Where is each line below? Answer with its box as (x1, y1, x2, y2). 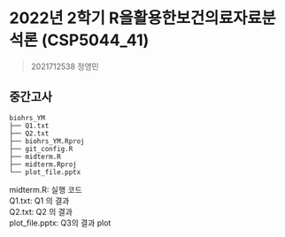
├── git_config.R (9, 144, 73, 153)
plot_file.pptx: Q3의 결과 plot (9, 218, 112, 228)
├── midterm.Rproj (9, 160, 77, 169)
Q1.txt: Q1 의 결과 (9, 195, 70, 206)
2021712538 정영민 (30, 61, 99, 72)
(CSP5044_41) (41, 30, 150, 50)
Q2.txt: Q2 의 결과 (9, 206, 73, 217)
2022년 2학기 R (9, 8, 119, 28)
